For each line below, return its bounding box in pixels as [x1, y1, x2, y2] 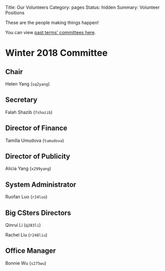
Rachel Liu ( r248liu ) [5, 232, 48, 238]
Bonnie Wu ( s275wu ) [5, 260, 47, 266]
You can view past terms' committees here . [5, 29, 96, 35]
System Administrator [5, 180, 77, 189]
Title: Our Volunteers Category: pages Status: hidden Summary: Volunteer [5, 5, 160, 10]
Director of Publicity [5, 152, 71, 161]
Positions [5, 10, 25, 16]
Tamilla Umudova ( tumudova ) [5, 137, 64, 143]
